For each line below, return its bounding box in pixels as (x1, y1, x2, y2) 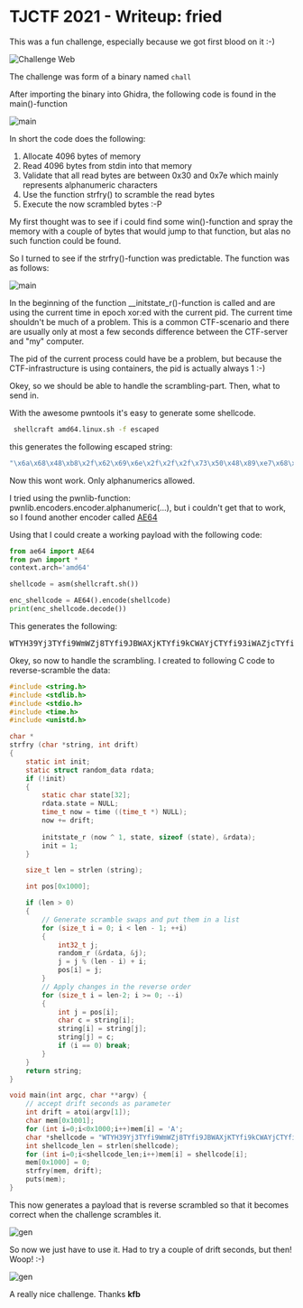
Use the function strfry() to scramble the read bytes (22, 189, 215, 199)
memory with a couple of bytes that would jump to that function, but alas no (9, 226, 291, 237)
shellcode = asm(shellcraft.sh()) (9, 580, 140, 589)
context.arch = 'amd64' (9, 563, 91, 572)
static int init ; (25, 756, 91, 766)
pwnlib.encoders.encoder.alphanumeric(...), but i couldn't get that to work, (9, 502, 287, 513)
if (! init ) (25, 774, 67, 783)
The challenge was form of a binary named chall (9, 70, 192, 82)
